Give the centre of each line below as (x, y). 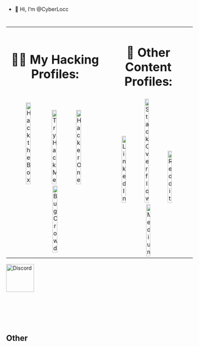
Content (148, 67)
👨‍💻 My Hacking (55, 60)
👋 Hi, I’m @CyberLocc (42, 9)
